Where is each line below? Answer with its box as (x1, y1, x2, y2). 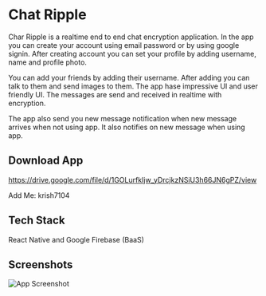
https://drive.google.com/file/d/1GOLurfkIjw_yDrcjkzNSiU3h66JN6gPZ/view (8, 175, 257, 184)
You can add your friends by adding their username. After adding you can (8, 73, 250, 82)
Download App (8, 154, 84, 168)
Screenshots (8, 258, 73, 271)
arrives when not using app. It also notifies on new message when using (8, 122, 245, 132)
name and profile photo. (8, 57, 88, 67)
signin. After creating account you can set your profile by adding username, (8, 49, 256, 58)
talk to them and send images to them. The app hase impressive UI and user (8, 81, 259, 91)
